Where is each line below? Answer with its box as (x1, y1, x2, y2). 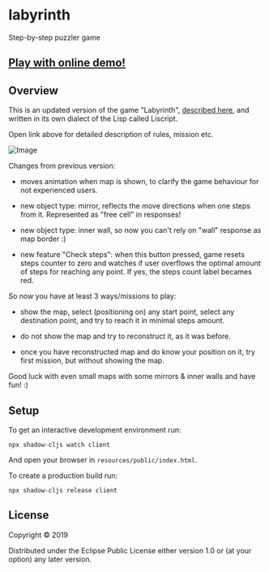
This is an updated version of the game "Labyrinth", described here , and (8, 105, 250, 115)
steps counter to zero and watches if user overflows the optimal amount (19, 258, 261, 269)
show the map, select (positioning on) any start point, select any (19, 307, 235, 317)
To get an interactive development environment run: (8, 424, 181, 435)
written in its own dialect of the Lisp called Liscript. (8, 114, 178, 123)
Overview (8, 84, 59, 97)
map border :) (19, 234, 66, 244)
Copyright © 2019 (8, 530, 69, 540)
